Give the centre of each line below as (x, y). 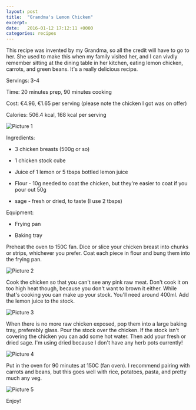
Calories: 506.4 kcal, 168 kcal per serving (57, 115)
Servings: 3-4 (23, 81)
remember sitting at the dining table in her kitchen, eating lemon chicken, (95, 63)
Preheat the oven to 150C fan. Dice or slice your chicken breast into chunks (97, 247)
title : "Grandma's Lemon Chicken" (50, 17)
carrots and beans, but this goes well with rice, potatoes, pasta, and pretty (96, 372)
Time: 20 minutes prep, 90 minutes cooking (59, 92)
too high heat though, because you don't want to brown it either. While (92, 288)
